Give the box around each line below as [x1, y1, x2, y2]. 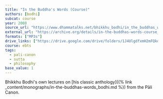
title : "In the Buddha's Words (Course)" [5, 7, 90, 12]
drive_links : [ [5, 39, 36, 44]
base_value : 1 [5, 66, 34, 71]
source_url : [5, 25, 29, 30]
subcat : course [5, 16, 36, 21]
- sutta [9, 57, 25, 62]
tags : [5, 48, 16, 52]
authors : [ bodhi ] [5, 12, 40, 16]
